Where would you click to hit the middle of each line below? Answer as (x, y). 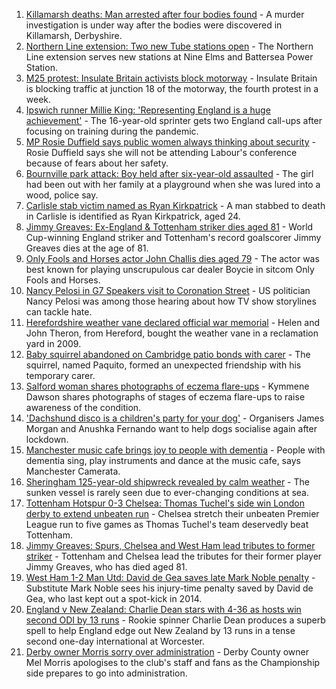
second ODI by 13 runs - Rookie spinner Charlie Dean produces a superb (175, 620)
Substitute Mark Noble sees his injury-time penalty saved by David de (169, 588)
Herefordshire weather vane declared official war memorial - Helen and (173, 322)
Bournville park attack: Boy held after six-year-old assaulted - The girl (169, 173)
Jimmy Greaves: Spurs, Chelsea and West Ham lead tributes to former (170, 545)
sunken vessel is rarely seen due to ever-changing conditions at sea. (167, 492)
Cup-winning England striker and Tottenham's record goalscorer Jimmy (173, 237)
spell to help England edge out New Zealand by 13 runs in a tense (160, 630)
